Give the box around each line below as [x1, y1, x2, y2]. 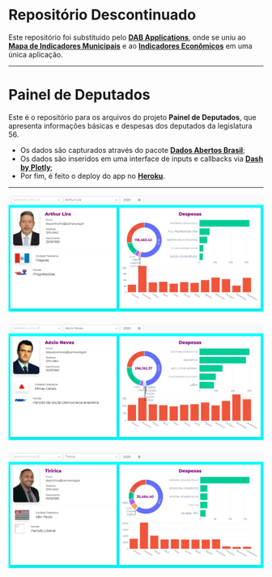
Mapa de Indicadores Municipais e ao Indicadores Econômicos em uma [8, 40, 253, 50]
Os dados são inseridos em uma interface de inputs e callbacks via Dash [19, 154, 264, 163]
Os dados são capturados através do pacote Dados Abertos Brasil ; [19, 145, 245, 155]
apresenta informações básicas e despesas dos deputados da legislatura [8, 121, 253, 130]
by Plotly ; [19, 162, 53, 172]
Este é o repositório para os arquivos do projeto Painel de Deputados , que [8, 112, 257, 122]
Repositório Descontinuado [8, 6, 197, 24]
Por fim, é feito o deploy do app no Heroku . [19, 171, 166, 180]
